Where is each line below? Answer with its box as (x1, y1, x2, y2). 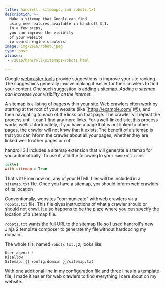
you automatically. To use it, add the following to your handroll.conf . (5, 153, 145, 159)
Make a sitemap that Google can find (9, 16, 87, 21)
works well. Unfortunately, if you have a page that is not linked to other (5, 122, 149, 128)
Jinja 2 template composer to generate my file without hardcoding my (5, 226, 147, 232)
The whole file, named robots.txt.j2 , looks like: (5, 241, 103, 247)
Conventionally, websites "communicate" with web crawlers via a (5, 196, 138, 202)
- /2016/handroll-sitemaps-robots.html (7, 58, 90, 63)
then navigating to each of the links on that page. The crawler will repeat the (5, 112, 160, 118)
